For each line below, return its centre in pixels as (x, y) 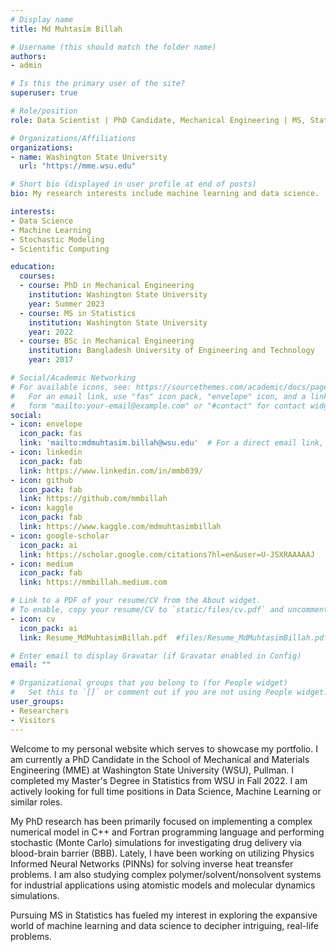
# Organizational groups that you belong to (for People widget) (149, 683)
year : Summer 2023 (66, 304)
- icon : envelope (46, 424)
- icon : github (42, 480)
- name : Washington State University (89, 157)
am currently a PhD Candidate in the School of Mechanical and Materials (160, 759)
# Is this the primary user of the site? (98, 84)
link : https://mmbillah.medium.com (93, 582)
